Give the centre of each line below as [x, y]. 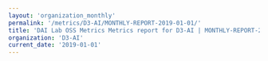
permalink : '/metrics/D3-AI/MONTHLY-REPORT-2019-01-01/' [105, 23]
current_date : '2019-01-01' [55, 45]
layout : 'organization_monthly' [62, 15]
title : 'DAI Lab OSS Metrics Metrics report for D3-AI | [105, 30]
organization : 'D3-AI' [46, 38]
